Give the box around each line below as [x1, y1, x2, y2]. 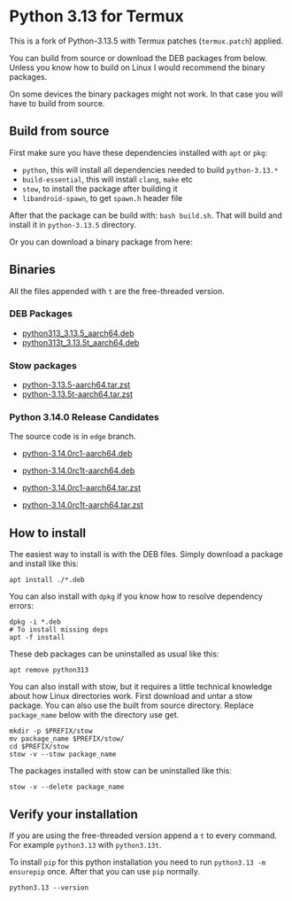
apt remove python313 [9, 666, 89, 675]
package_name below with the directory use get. [9, 710, 180, 720]
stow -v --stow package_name [9, 750, 117, 759]
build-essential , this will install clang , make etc [21, 174, 193, 184]
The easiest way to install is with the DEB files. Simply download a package [9, 549, 283, 560]
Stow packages [9, 359, 77, 371]
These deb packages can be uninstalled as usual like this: [9, 649, 219, 659]
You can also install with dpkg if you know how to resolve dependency [9, 591, 264, 602]
